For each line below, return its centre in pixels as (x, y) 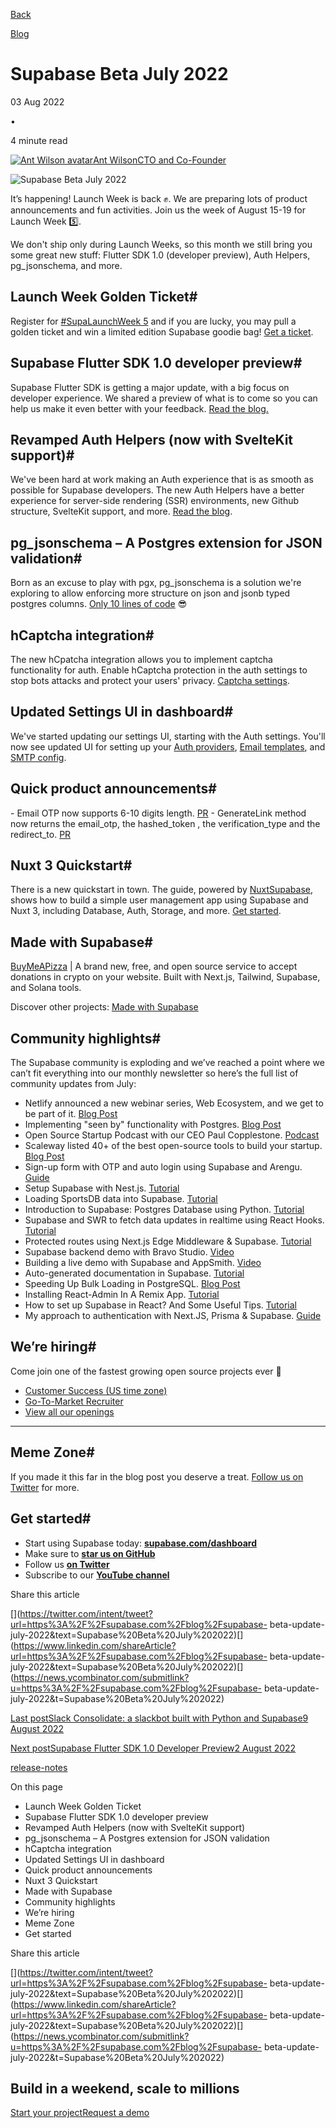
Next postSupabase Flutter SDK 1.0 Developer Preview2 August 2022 (153, 1748)
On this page (36, 1786)
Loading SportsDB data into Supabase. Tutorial (121, 1199)
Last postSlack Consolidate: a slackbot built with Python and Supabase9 (159, 1718)
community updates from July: (73, 1084)
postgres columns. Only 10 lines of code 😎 (99, 604)
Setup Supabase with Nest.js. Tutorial (102, 1188)
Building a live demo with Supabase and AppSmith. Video (143, 1263)
